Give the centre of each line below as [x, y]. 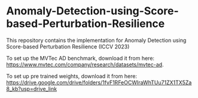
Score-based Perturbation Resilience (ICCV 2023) [68, 47]
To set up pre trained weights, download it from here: [72, 76]
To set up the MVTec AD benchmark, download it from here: [80, 58]
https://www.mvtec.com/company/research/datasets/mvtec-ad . [85, 65]
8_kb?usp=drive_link [32, 88]
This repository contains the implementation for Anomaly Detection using [96, 40]
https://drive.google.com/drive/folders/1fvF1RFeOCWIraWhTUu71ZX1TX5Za [99, 82]
